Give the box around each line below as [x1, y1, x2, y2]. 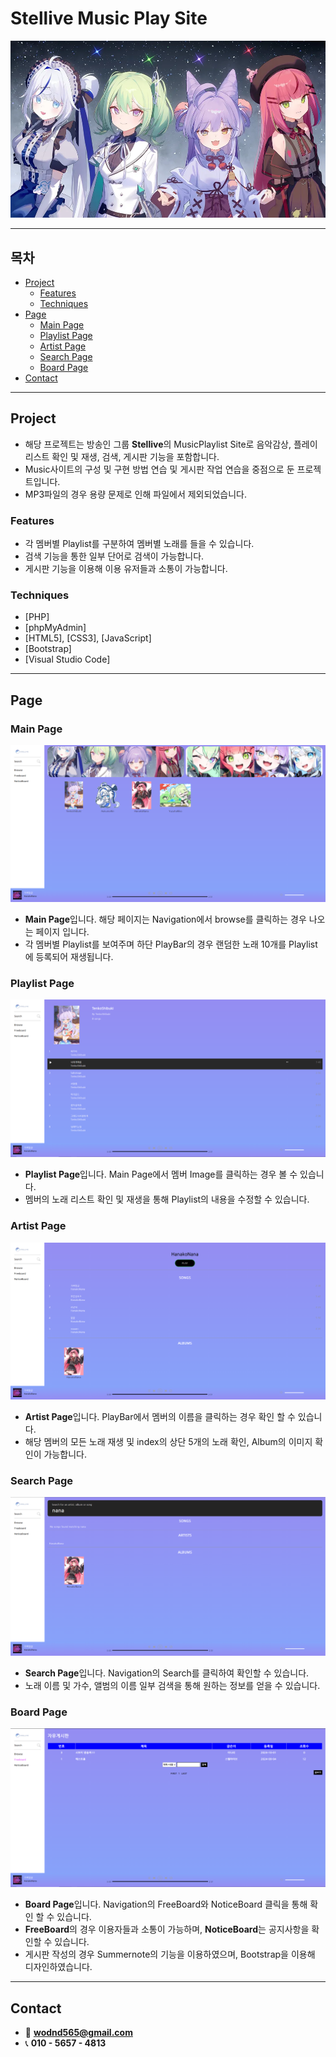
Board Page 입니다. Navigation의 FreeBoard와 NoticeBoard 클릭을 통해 [24, 1898, 308, 1911]
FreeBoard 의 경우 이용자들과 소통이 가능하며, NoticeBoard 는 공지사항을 [24, 1923, 310, 1936]
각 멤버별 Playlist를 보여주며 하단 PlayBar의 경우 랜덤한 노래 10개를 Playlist [24, 938, 318, 951]
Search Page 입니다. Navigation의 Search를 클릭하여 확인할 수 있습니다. [24, 1667, 310, 1679]
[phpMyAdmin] [24, 622, 87, 634]
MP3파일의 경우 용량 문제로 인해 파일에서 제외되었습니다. [24, 488, 247, 500]
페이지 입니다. [35, 926, 90, 938]
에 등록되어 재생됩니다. [24, 951, 114, 963]
